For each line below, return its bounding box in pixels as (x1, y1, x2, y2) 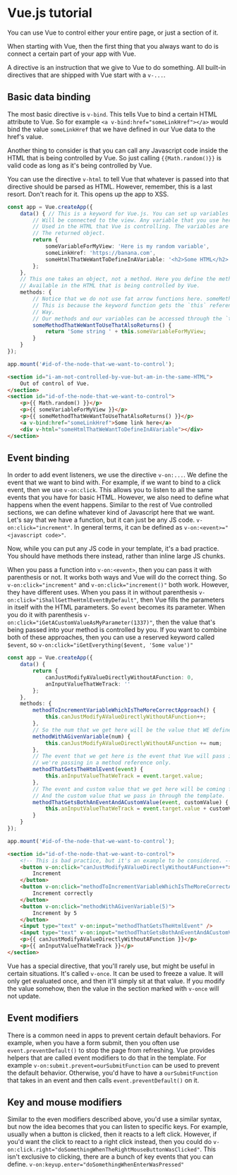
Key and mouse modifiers (7, 1097, 122, 1109)
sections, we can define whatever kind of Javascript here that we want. (7, 508, 215, 517)
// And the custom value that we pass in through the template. (32, 792, 226, 799)
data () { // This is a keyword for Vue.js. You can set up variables (20, 210, 229, 217)
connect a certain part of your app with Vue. (7, 49, 136, 58)
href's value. (7, 132, 44, 141)
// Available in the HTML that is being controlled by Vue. (20, 282, 200, 290)
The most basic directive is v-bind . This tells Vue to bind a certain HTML (7, 109, 217, 118)
